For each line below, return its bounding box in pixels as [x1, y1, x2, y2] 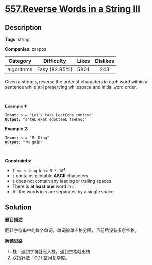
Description [5, 23, 42, 32]
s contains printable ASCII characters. [12, 173, 90, 179]
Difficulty [43, 58, 66, 64]
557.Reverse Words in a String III [5, 3, 141, 15]
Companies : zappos [5, 46, 47, 52]
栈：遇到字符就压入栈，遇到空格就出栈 [12, 248, 90, 254]
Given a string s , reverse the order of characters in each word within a [5, 79, 148, 85]
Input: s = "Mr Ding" [5, 135, 50, 140]
